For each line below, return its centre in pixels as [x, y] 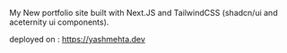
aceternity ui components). [59, 22]
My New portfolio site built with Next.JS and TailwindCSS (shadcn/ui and [143, 13]
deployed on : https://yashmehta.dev [78, 39]
